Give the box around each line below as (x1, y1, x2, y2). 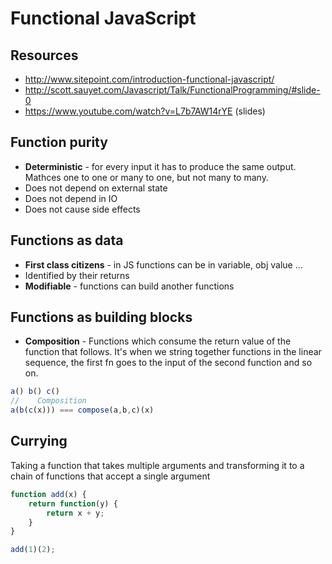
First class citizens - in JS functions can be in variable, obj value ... (24, 258, 303, 271)
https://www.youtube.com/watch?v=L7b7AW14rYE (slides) (24, 105, 266, 117)
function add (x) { (10, 489, 87, 499)
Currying (10, 433, 68, 450)
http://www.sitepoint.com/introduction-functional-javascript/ (24, 73, 275, 85)
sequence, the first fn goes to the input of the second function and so (24, 357, 313, 369)
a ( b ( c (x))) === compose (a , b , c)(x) (10, 405, 155, 416)
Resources (10, 47, 79, 64)
